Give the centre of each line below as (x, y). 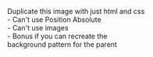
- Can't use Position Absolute (55, 20)
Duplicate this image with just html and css (76, 11)
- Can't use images (38, 28)
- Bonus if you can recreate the (57, 36)
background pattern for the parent (62, 45)
